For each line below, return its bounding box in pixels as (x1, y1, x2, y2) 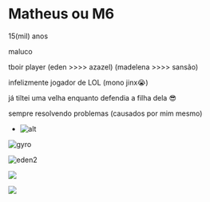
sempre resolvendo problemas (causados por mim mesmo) (8, 109, 203, 118)
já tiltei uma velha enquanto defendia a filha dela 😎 (8, 93, 177, 102)
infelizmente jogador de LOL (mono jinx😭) (8, 77, 149, 87)
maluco (8, 46, 34, 56)
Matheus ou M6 (8, 5, 115, 23)
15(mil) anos (8, 31, 49, 41)
